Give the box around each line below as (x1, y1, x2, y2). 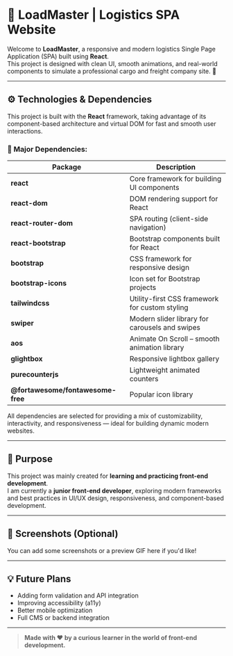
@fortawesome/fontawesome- (10, 385, 116, 395)
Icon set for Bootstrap (129, 274, 200, 284)
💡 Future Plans (7, 573, 71, 585)
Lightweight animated (129, 365, 200, 375)
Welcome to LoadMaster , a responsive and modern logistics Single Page (7, 45, 216, 53)
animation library (129, 343, 184, 353)
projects (129, 282, 157, 292)
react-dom (10, 198, 49, 208)
